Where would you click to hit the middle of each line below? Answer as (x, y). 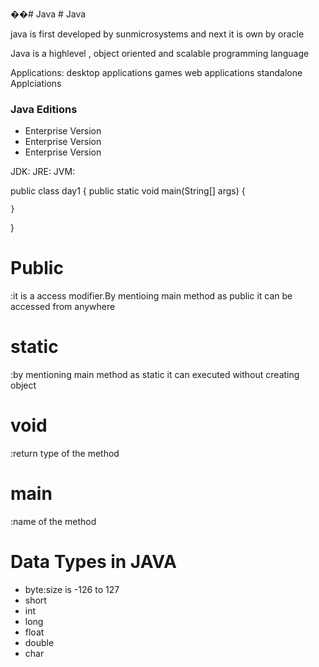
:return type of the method (65, 454)
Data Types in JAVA (93, 562)
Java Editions (44, 109)
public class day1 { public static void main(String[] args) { (128, 191)
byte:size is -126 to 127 (72, 589)
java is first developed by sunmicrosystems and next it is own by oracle (157, 34)
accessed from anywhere (63, 307)
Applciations (36, 83)
